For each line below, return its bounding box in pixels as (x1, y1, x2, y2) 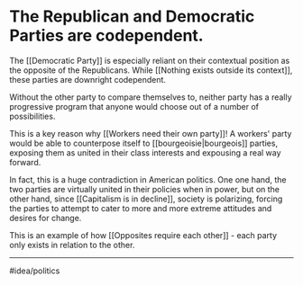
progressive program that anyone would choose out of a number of (9, 101, 260, 111)
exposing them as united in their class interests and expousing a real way (9, 147, 281, 158)
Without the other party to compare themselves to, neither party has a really (9, 92, 292, 102)
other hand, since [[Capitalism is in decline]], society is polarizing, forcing (9, 193, 283, 204)
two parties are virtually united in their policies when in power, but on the (9, 183, 280, 194)
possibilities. (9, 111, 56, 121)
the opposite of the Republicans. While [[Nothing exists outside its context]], (9, 65, 293, 76)
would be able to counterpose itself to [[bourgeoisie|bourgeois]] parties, (9, 138, 278, 148)
